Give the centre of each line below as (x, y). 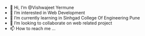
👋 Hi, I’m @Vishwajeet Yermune (42, 8)
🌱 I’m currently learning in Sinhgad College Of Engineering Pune (75, 18)
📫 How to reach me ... (33, 28)
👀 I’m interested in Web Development (47, 13)
